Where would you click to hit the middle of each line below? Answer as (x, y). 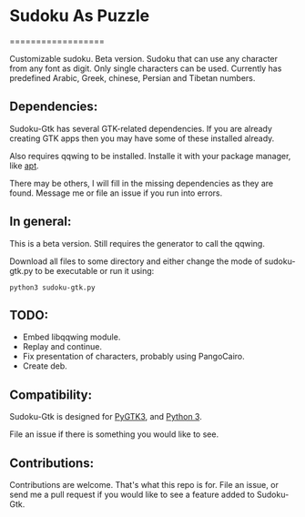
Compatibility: (51, 395)
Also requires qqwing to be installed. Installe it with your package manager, (150, 156)
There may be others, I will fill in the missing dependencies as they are (142, 183)
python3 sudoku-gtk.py (52, 288)
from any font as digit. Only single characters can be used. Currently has (146, 68)
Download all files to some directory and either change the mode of (136, 261)
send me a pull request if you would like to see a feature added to (132, 494)
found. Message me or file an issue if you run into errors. (116, 193)
